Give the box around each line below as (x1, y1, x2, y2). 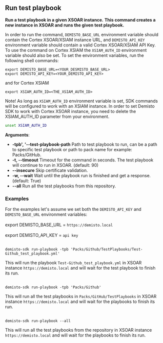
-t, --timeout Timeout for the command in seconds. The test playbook (12, 157, 154, 163)
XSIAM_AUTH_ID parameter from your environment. (5, 114, 110, 119)
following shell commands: (5, 57, 59, 63)
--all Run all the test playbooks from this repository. (12, 183, 116, 189)
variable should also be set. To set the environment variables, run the (5, 52, 144, 58)
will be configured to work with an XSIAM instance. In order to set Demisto (5, 103, 155, 109)
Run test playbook (5, 4, 61, 12)
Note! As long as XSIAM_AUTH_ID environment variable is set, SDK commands (5, 98, 158, 104)
